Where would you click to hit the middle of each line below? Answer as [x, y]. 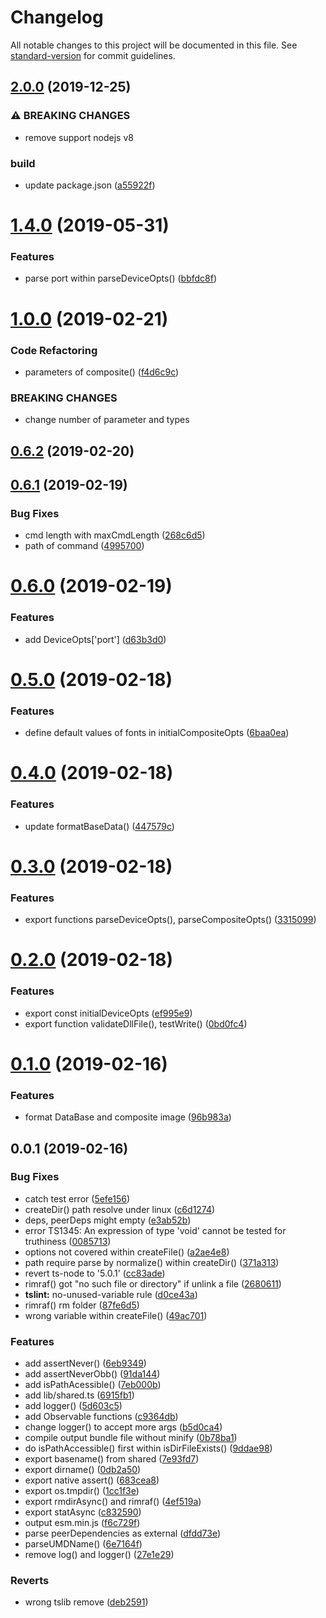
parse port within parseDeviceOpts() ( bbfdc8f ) [121, 278]
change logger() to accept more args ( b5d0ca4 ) [123, 1427]
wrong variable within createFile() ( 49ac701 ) [116, 1315]
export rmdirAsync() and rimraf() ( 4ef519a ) [113, 1502]
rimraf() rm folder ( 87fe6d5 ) [82, 1305]
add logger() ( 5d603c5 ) [73, 1406]
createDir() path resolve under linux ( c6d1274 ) [120, 1209]
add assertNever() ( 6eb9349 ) [85, 1363]
